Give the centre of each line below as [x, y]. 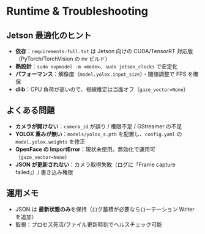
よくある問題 [31, 110]
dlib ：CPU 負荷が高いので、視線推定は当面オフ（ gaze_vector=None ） [102, 89]
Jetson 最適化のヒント [49, 35]
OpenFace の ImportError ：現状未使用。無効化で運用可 [85, 149]
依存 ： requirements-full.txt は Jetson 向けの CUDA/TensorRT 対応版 [104, 51]
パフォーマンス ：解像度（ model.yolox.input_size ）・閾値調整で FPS [101, 74]
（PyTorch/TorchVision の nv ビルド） [63, 59]
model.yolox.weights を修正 [50, 141]
